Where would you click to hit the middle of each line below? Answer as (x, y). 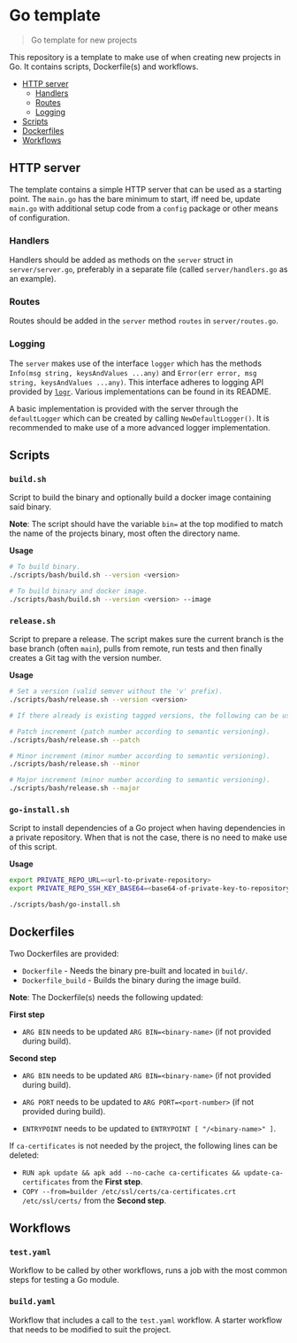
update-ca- (264, 1173)
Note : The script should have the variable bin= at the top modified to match (146, 524)
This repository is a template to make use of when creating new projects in (145, 57)
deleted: (24, 1155)
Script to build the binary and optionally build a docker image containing (140, 498)
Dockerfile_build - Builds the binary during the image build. (131, 980)
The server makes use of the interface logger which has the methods (136, 363)
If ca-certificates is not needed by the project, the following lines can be (144, 1145)
